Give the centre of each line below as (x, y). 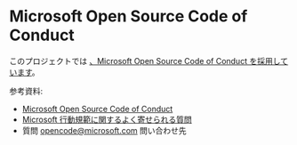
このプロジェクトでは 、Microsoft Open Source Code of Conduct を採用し (145, 60)
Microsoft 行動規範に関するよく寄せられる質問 (107, 119)
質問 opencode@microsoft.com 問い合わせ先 (104, 130)
